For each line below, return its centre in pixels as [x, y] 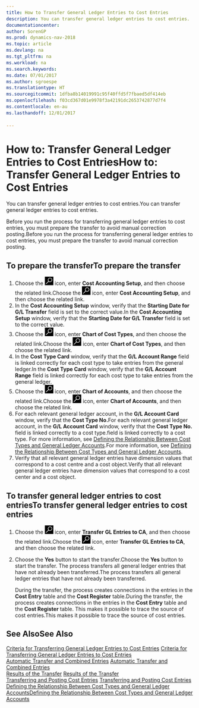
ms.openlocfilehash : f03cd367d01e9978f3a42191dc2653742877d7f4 [86, 101]
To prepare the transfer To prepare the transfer [94, 266]
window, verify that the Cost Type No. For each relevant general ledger [101, 420]
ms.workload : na [26, 62]
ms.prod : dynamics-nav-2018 [41, 38]
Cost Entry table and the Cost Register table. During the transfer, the [99, 596]
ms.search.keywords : [32, 69]
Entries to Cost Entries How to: [82, 162]
